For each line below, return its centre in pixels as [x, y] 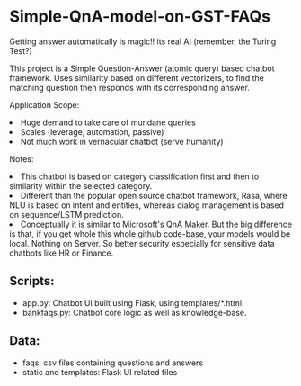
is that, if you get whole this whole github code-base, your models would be [150, 233]
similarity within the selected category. [81, 185]
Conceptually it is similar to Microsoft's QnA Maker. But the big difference [156, 224]
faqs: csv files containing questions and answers [113, 363]
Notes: [22, 158]
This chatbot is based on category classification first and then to [140, 176]
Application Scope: [44, 104]
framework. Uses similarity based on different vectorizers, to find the [137, 77]
